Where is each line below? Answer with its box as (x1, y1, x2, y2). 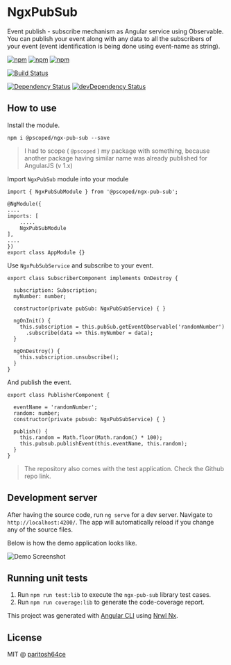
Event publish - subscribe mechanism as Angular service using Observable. (7, 27, 224, 35)
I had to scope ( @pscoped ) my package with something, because (24, 147, 210, 155)
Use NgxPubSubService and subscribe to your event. (7, 261, 154, 270)
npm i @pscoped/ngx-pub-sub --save (7, 134, 110, 141)
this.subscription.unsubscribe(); (19, 354, 119, 361)
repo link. (24, 472, 51, 480)
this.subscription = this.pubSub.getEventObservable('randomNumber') (19, 323, 225, 330)
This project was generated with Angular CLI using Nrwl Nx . (7, 611, 178, 620)
